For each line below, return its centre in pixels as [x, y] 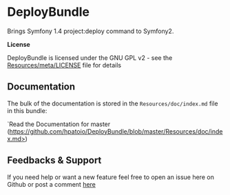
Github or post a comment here [52, 184]
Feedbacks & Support [54, 160]
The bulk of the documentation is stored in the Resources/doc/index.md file [113, 103]
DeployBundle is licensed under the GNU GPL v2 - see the [90, 58]
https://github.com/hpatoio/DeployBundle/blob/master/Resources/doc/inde [116, 131]
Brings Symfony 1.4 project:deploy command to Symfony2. [91, 31]
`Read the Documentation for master [59, 124]
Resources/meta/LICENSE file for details [64, 65]
